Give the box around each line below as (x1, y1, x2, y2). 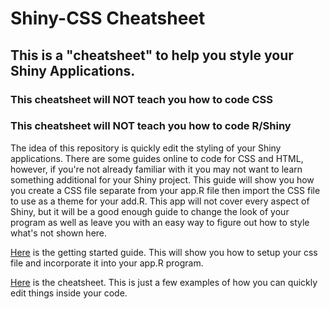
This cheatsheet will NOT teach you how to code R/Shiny (10, 119, 292, 133)
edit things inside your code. (10, 287, 128, 299)
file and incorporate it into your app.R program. (10, 257, 204, 269)
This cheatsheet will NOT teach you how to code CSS (10, 92, 273, 106)
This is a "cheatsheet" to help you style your (10, 47, 294, 64)
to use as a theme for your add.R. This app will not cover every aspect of (10, 195, 310, 207)
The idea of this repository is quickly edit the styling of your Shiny (10, 142, 282, 154)
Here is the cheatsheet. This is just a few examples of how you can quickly (10, 276, 318, 288)
